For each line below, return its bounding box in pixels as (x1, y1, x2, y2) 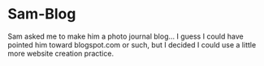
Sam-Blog (7, 5, 76, 23)
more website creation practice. (7, 48, 115, 58)
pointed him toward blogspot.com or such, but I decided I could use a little (7, 39, 257, 49)
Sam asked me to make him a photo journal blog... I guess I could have (7, 31, 245, 41)
